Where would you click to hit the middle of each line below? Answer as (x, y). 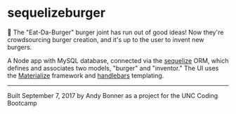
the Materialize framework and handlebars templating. (86, 76)
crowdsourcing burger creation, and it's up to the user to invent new (106, 39)
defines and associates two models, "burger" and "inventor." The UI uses (113, 68)
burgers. (20, 47)
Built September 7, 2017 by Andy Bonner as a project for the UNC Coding (113, 95)
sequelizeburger (57, 13)
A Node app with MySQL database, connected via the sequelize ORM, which (118, 60)
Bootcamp (22, 103)
